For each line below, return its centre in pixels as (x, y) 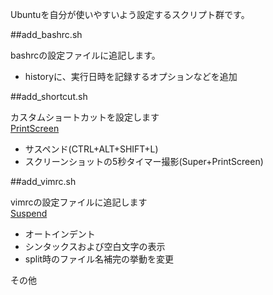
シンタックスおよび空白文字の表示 (95, 246)
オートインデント (60, 234)
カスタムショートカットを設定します (85, 117)
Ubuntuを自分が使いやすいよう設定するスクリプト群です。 (130, 14)
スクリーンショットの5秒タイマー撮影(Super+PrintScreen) (144, 161)
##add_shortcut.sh (49, 96)
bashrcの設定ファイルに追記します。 (85, 55)
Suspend (29, 213)
